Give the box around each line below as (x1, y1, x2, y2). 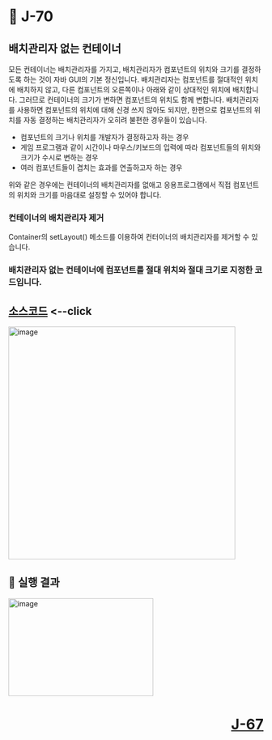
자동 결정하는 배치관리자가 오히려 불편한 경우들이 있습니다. (23, 115, 208, 125)
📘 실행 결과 (8, 576, 61, 589)
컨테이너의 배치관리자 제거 (8, 212, 104, 223)
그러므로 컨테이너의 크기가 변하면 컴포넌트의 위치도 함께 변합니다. (19, 95, 224, 104)
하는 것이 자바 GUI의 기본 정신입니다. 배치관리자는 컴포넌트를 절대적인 (23, 74, 244, 84)
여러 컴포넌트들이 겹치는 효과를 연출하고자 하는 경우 (19, 163, 183, 172)
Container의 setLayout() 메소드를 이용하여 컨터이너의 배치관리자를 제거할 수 (8, 232, 249, 242)
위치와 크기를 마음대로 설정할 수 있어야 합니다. (16, 190, 162, 199)
